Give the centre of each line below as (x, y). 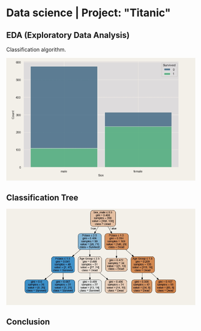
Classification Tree (42, 198)
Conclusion (28, 322)
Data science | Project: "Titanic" (88, 13)
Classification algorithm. (36, 49)
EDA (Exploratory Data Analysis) (68, 35)
